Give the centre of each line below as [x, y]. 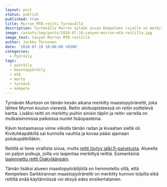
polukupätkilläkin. [23, 139]
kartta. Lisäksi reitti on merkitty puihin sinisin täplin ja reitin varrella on [77, 113]
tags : [11, 61]
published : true [22, 19]
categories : [17, 51]
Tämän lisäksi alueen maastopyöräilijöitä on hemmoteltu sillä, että [72, 168]
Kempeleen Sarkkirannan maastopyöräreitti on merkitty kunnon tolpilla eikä [82, 174]
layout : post [19, 10]
